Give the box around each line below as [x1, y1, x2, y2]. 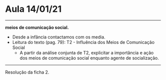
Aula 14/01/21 [5, 3, 62, 15]
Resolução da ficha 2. [5, 69, 49, 75]
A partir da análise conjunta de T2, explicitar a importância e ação [19, 49, 154, 55]
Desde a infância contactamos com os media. [12, 34, 106, 40]
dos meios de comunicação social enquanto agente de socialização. [19, 55, 159, 61]
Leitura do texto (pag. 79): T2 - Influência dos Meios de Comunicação [12, 39, 155, 45]
